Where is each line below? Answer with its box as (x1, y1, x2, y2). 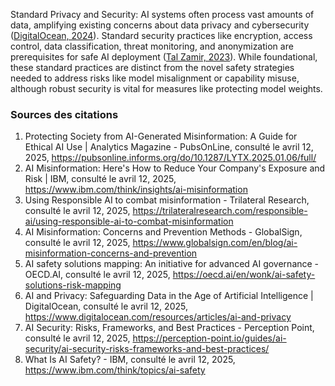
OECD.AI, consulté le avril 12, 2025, (24, 269, 171, 281)
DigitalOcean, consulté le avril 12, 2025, (24, 300, 188, 313)
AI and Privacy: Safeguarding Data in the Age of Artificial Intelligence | (24, 290, 314, 302)
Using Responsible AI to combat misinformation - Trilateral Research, (24, 194, 310, 206)
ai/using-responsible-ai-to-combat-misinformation (24, 215, 234, 228)
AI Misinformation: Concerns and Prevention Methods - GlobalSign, (24, 226, 303, 238)
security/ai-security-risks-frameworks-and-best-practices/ (24, 343, 270, 355)
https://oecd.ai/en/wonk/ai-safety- (172, 269, 316, 281)
